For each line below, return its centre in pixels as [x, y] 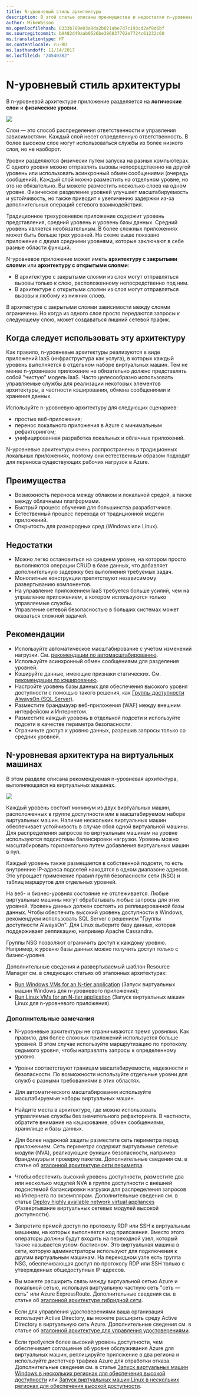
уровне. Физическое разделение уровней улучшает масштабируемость [97, 192]
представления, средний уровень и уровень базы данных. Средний [92, 222]
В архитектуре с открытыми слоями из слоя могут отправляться [97, 289]
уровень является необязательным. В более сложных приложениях [92, 228]
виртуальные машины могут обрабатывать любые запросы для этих [93, 899]
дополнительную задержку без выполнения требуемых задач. [94, 572]
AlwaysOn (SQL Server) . [44, 699]
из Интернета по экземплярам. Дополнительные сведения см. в [96, 1195]
